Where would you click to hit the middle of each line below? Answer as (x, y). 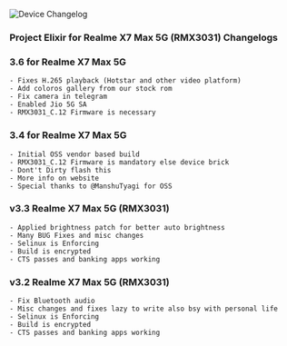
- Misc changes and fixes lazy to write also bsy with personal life (144, 309)
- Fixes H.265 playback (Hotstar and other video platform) (126, 81)
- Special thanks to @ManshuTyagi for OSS (91, 186)
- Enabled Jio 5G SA (49, 104)
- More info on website (54, 178)
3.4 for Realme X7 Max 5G (68, 135)
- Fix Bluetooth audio (52, 301)
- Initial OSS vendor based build (75, 154)
